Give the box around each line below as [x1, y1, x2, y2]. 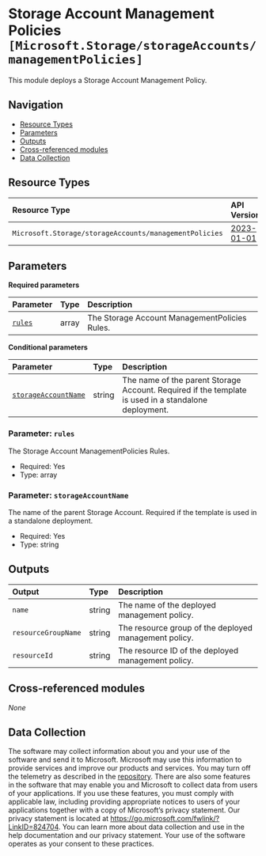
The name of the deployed [118, 599, 216, 610]
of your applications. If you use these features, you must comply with [8, 789, 234, 798]
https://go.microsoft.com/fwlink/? [110, 814, 220, 824]
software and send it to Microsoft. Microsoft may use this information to [8, 755, 242, 764]
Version [230, 209, 261, 220]
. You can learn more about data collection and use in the [58, 822, 245, 831]
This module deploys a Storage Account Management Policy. [8, 75, 207, 85]
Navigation [8, 98, 63, 112]
